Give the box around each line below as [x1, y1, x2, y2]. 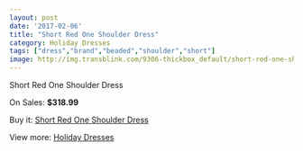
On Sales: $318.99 [9, 97, 79, 108]
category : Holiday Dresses [9, 38, 111, 48]
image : [9, 55, 34, 64]
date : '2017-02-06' [9, 22, 83, 31]
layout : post [9, 13, 59, 22]
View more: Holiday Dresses [9, 132, 115, 142]
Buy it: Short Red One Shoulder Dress [9, 114, 149, 125]
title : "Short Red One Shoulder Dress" [9, 30, 160, 39]
